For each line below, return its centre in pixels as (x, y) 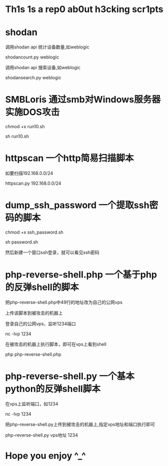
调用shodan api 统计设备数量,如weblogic (47, 47)
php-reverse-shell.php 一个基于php (81, 275)
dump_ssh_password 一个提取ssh (77, 205)
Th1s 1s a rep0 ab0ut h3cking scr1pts (84, 9)
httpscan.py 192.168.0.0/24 (33, 183)
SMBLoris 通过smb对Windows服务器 (83, 100)
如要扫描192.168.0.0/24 (29, 173)
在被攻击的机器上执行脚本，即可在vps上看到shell (56, 344)
